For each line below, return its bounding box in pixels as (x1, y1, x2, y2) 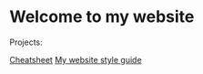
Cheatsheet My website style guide (9, 54, 143, 65)
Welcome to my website (9, 6, 195, 27)
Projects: (9, 37, 43, 48)
